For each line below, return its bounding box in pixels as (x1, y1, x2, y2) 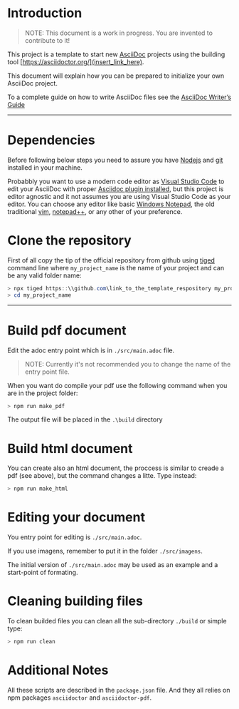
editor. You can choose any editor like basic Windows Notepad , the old (7, 200, 215, 208)
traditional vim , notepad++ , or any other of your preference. (7, 207, 183, 215)
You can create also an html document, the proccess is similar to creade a (7, 464, 224, 472)
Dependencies (7, 132, 95, 148)
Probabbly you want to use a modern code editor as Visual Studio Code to (7, 177, 225, 185)
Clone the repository (7, 233, 132, 249)
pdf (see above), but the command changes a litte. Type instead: (7, 471, 197, 480)
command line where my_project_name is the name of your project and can (7, 263, 225, 272)
